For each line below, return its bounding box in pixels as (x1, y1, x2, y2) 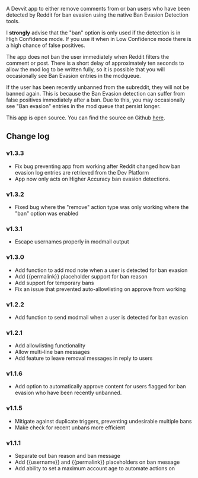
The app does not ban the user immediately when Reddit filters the (6, 53, 170, 60)
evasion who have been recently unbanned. (14, 389, 122, 397)
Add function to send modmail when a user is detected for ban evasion (14, 314, 189, 321)
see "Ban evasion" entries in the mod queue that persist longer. (6, 103, 161, 109)
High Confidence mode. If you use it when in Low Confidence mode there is (6, 36, 191, 42)
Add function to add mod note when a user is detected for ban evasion (14, 267, 188, 274)
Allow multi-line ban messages (14, 349, 90, 356)
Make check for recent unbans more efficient (14, 424, 126, 431)
